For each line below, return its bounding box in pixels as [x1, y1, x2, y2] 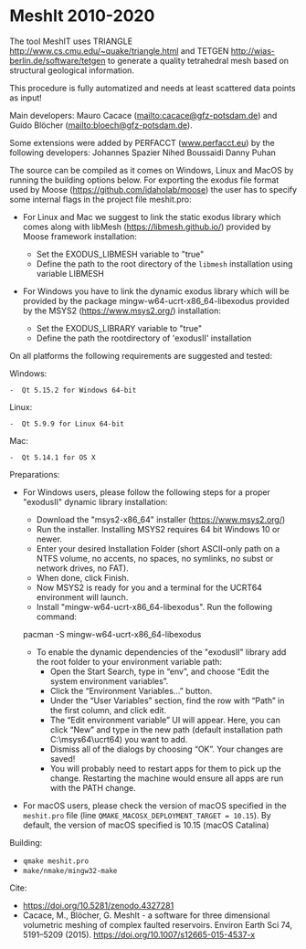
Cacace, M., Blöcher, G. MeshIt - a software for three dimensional [22, 910, 270, 921]
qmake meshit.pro [22, 856, 90, 866]
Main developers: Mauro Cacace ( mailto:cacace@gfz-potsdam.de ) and [9, 110, 278, 121]
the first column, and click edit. [49, 704, 167, 715]
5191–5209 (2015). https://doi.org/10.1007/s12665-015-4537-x [22, 929, 256, 940]
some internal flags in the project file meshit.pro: [9, 194, 192, 205]
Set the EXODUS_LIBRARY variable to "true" [36, 322, 203, 333]
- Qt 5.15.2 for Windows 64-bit [9, 385, 137, 395]
